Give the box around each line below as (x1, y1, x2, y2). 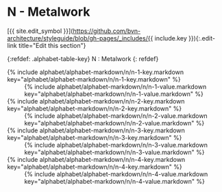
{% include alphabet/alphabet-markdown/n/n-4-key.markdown (7, 155, 186, 163)
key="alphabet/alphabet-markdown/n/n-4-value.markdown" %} (24, 177, 206, 185)
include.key (154, 34, 187, 42)
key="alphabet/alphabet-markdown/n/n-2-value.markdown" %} (24, 119, 205, 127)
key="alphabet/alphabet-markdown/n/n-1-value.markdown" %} (24, 90, 203, 98)
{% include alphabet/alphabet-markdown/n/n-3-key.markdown (7, 126, 185, 134)
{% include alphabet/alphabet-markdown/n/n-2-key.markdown (7, 97, 185, 105)
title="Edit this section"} (18, 41, 86, 49)
